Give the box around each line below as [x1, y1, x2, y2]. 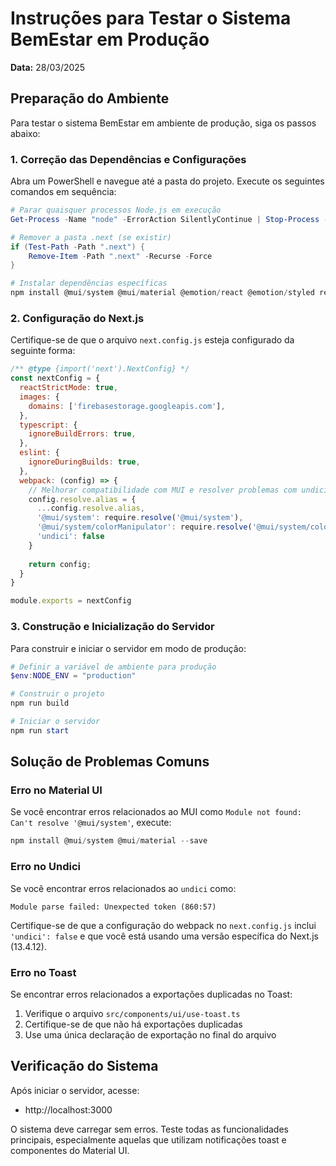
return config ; [28, 559, 92, 569]
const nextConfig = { [10, 373, 101, 384]
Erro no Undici [10, 860, 81, 874]
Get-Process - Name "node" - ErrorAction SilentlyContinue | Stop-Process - [10, 214, 329, 224]
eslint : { [19, 448, 60, 458]
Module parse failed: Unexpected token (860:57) [10, 902, 217, 912]
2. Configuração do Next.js [10, 311, 145, 325]
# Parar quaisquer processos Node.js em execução [10, 205, 222, 216]
